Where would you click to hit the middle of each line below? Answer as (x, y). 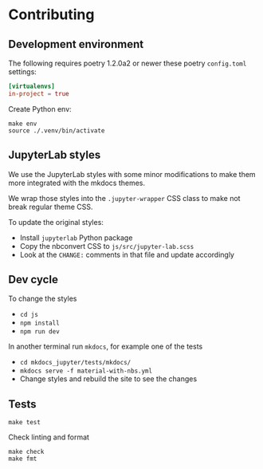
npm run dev (39, 332)
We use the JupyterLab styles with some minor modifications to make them (132, 174)
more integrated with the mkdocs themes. (77, 183)
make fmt (23, 459)
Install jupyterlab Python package (76, 238)
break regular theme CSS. (51, 207)
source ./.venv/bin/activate (57, 130)
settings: (23, 72)
